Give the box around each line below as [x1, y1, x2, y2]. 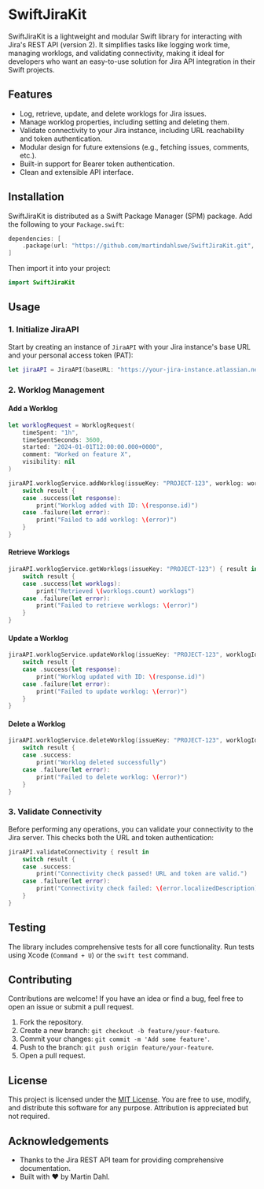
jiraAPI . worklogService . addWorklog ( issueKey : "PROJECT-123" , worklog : [8, 479, 244, 487]
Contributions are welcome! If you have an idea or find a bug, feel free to [8, 994, 244, 1003]
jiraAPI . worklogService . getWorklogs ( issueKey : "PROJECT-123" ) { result [8, 565, 247, 573]
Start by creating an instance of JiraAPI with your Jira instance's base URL [8, 342, 251, 351]
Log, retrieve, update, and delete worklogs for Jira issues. [19, 109, 207, 118]
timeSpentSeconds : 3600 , [22, 435, 104, 444]
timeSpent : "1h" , [22, 428, 79, 436]
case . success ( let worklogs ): [22, 580, 122, 587]
